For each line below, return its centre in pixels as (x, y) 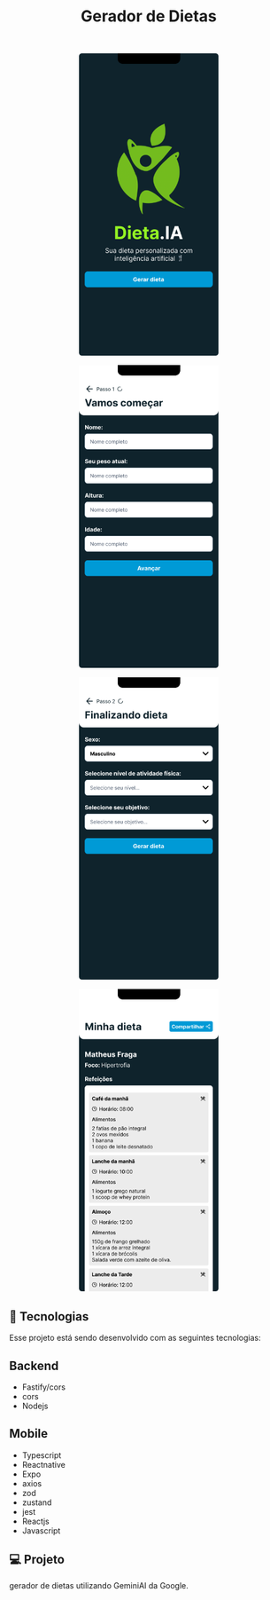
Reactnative (44, 1464)
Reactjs (36, 1521)
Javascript (41, 1530)
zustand (37, 1502)
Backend (34, 1365)
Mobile (29, 1434)
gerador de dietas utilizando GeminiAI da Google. (99, 1585)
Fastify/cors (44, 1387)
